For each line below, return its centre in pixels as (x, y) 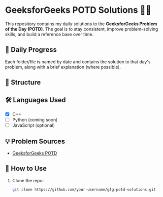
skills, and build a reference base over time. (49, 34)
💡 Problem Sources (35, 141)
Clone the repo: (28, 180)
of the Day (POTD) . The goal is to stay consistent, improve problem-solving (82, 29)
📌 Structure (23, 83)
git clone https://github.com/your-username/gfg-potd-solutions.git (84, 190)
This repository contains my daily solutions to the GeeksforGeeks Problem (81, 24)
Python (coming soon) (35, 120)
